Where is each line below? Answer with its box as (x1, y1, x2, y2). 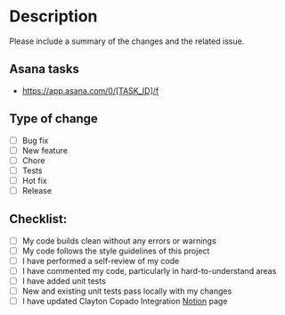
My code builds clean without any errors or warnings (21, 235, 216, 246)
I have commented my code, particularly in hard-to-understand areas (21, 265, 277, 276)
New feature (21, 145, 69, 155)
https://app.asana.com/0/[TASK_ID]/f (21, 85, 159, 95)
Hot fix (21, 175, 47, 186)
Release (21, 185, 52, 195)
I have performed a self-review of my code (21, 255, 180, 266)
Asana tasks (9, 62, 80, 77)
